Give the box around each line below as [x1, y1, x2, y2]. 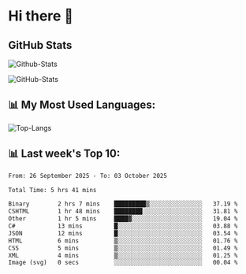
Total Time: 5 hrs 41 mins [8, 186, 97, 194]
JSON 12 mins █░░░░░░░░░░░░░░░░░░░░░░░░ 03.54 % [8, 229, 238, 237]
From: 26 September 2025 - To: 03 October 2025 [8, 172, 168, 180]
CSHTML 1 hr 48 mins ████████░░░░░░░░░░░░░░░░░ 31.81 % [8, 208, 238, 216]
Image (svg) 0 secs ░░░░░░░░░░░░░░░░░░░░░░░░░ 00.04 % [8, 259, 238, 267]
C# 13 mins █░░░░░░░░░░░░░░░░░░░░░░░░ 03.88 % [8, 222, 238, 230]
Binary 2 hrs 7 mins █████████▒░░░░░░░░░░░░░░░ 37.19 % [8, 200, 238, 208]
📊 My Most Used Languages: [8, 98, 156, 112]
